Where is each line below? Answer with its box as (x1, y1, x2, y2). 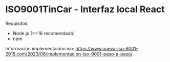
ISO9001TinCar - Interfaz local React (5, 4, 165, 15)
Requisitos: (5, 20, 29, 26)
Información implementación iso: (5, 45, 74, 51)
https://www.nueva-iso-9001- (75, 45, 138, 51)
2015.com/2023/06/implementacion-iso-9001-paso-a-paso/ (5, 51, 133, 57)
